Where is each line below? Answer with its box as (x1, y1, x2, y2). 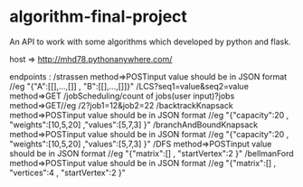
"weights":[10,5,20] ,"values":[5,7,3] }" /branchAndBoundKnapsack (9, 119, 259, 130)
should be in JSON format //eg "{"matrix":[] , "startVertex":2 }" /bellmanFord (9, 147, 294, 159)
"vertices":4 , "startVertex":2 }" (9, 167, 127, 178)
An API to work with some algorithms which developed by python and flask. (9, 36, 291, 47)
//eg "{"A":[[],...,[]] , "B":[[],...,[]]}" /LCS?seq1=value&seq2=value (9, 80, 249, 91)
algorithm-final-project (9, 6, 188, 27)
